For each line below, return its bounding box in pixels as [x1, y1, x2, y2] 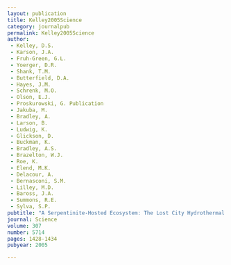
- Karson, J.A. [10, 49, 54, 56]
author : [7, 36, 30, 43]
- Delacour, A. [10, 171, 54, 178]
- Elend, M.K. [10, 164, 51, 172]
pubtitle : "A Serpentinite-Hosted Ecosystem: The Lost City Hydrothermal [7, 210, 225, 217]
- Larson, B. [10, 119, 49, 127]
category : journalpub [7, 23, 70, 30]
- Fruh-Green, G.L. [10, 55, 67, 62]
